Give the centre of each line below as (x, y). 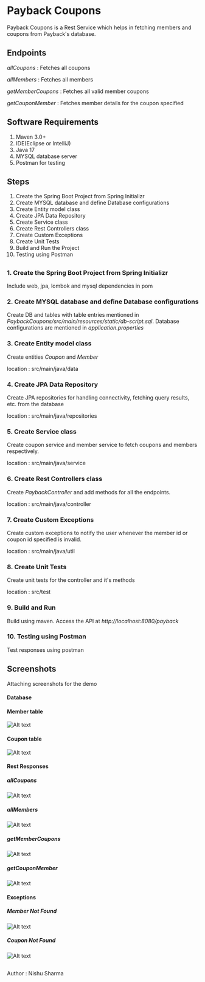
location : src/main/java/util (41, 551)
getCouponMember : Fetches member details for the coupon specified (96, 103)
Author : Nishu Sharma (35, 973)
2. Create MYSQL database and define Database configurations (103, 302)
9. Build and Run (32, 607)
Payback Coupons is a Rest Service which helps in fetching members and (99, 27)
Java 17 (25, 150)
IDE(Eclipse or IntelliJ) (43, 143)
